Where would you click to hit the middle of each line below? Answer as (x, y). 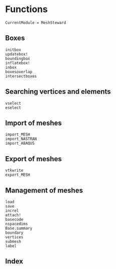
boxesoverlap (19, 72)
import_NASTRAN (21, 139)
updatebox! (17, 54)
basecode (14, 220)
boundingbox (18, 58)
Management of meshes (44, 190)
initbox (13, 50)
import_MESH (18, 134)
